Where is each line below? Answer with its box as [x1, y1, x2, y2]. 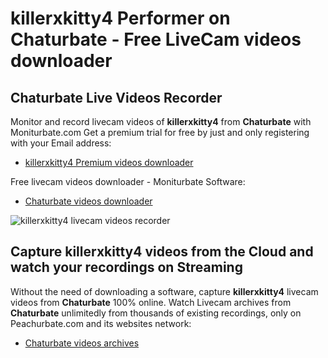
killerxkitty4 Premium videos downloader [24, 157, 194, 168]
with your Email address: [10, 137, 112, 149]
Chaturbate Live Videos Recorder [10, 89, 223, 106]
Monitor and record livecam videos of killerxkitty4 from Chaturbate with [10, 116, 312, 127]
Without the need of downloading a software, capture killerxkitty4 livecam [10, 285, 319, 297]
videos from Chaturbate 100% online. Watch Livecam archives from [10, 296, 292, 308]
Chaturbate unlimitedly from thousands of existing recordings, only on [10, 307, 302, 319]
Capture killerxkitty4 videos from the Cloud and [10, 243, 314, 261]
